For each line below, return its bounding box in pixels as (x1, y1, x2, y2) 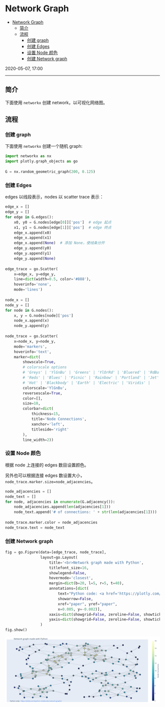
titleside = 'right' (31, 427, 69, 432)
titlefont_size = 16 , (49, 565, 89, 570)
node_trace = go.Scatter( (5, 334, 58, 339)
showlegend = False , (49, 571, 87, 575)
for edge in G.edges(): (5, 215, 54, 219)
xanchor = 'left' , (31, 422, 65, 427)
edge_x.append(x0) (14, 230, 52, 235)
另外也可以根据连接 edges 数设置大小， (5, 472, 85, 478)
